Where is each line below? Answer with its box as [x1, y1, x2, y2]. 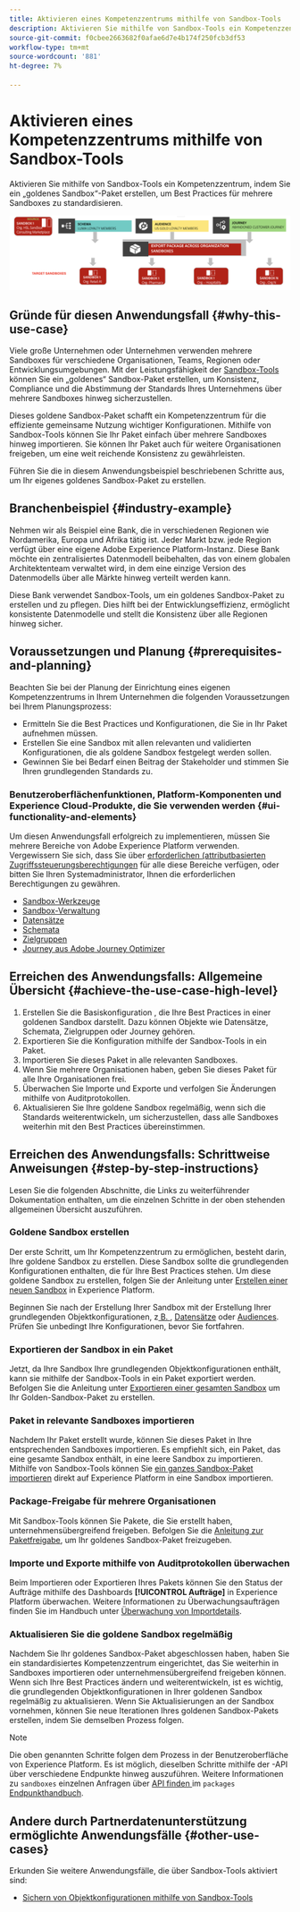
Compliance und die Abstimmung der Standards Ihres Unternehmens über [9, 383, 283, 394]
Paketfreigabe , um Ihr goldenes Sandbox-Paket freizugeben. [9, 1534, 232, 1545]
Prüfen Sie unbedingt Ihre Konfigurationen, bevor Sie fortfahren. [9, 1320, 245, 1331]
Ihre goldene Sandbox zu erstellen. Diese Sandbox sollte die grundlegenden [9, 1256, 289, 1267]
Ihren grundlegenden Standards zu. [21, 765, 154, 776]
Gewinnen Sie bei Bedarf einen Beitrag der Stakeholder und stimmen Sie [21, 756, 289, 767]
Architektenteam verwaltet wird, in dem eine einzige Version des [9, 562, 246, 573]
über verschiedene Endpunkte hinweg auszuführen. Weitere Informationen [9, 1769, 284, 1780]
